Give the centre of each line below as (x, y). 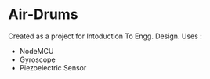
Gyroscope (38, 59)
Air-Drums (43, 14)
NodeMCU (36, 51)
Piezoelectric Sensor (53, 67)
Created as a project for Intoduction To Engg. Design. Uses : (105, 36)
